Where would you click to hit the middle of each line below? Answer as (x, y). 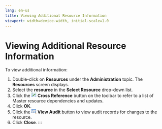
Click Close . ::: (27, 123)
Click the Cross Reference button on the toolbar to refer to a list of (83, 96)
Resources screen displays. (41, 85)
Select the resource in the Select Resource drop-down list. (72, 90)
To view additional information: (36, 70)
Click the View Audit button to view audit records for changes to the (85, 112)
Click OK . (22, 106)
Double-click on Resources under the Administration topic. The (77, 79)
